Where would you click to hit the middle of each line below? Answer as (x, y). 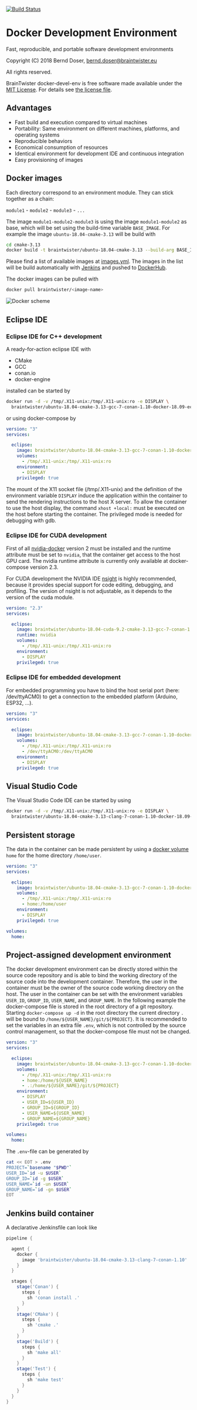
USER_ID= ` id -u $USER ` (34, 1173)
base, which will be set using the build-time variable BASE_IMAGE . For (88, 228)
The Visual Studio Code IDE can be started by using (69, 801)
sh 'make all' (44, 1352)
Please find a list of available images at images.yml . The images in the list (95, 261)
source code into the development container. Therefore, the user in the (92, 982)
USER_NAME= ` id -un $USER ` (38, 1184)
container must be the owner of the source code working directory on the (95, 988)
